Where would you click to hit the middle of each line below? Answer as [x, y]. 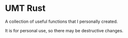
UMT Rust [25, 8]
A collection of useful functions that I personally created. [62, 21]
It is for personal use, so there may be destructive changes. [64, 30]
